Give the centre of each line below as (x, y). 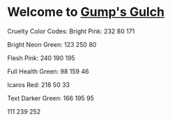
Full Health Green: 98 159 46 (48, 71)
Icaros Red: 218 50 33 (39, 84)
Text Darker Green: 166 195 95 (51, 98)
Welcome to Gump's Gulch (86, 12)
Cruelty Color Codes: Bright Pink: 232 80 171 (71, 31)
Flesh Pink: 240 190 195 (41, 58)
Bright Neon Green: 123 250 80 (52, 44)
